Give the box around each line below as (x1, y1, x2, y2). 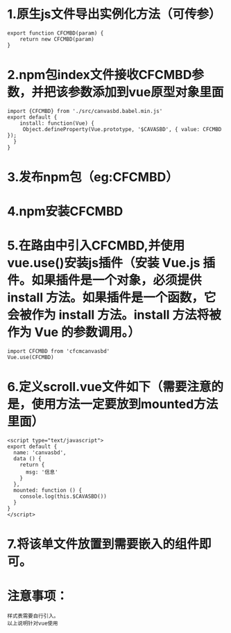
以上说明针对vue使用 (7, 620, 58, 627)
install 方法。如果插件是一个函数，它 (7, 290, 216, 306)
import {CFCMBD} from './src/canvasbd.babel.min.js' (7, 107, 163, 114)
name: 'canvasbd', (13, 449, 67, 456)
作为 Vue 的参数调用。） (7, 324, 141, 340)
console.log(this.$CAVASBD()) (19, 493, 108, 500)
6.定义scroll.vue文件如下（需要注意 (7, 379, 212, 395)
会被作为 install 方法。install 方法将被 (7, 307, 221, 323)
